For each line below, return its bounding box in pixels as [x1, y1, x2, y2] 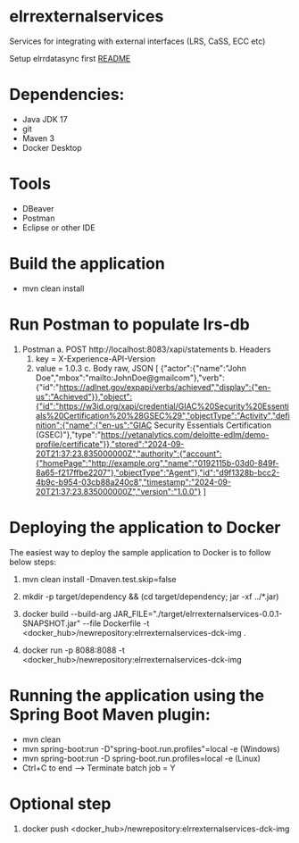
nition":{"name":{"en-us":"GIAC [35, 420, 153, 430]
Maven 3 [21, 132, 55, 144]
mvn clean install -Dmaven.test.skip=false [21, 573, 177, 584]
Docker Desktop [21, 142, 82, 153]
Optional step [9, 793, 112, 814]
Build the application [9, 254, 165, 273]
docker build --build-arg [21, 608, 112, 619]
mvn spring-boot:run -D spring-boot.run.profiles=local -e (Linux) [21, 753, 262, 764]
